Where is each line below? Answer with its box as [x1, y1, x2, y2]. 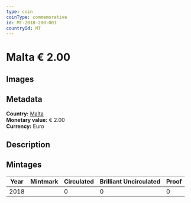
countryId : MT [6, 25, 41, 31]
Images [6, 74, 34, 84]
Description [6, 140, 50, 150]
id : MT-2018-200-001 [6, 20, 57, 25]
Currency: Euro [6, 123, 44, 130]
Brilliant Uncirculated [99, 177, 161, 185]
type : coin [6, 8, 33, 15]
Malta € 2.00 [6, 51, 71, 64]
